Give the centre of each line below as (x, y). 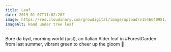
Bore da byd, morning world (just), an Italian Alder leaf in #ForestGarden (81, 39)
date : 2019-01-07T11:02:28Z (35, 15)
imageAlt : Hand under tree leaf (39, 24)
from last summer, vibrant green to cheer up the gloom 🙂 (65, 44)
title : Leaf (18, 10)
